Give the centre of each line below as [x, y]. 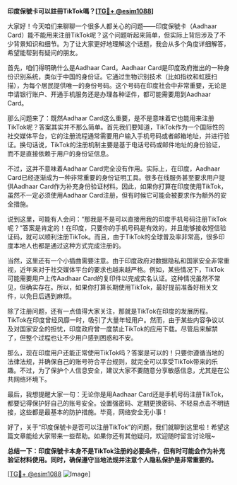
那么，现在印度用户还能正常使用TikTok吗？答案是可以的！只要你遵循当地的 [116, 353]
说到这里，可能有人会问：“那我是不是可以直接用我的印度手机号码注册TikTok [117, 219]
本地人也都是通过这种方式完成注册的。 [69, 246]
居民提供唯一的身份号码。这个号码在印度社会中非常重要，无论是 [134, 85]
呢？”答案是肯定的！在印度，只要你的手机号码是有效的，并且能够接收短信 [114, 228]
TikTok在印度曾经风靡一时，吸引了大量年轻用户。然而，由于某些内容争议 [113, 320]
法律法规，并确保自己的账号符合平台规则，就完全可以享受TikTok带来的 [110, 361]
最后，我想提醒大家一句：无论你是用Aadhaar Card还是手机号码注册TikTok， [117, 394]
